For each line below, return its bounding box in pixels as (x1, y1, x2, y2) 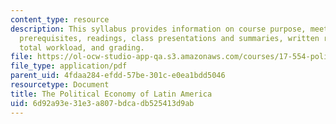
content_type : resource (10, 14, 110, 25)
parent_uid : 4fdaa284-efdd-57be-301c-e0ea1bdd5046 (10, 71, 226, 81)
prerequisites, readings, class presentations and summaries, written (19, 33, 320, 43)
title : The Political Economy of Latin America (10, 89, 213, 99)
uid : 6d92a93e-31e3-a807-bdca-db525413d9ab (10, 98, 195, 108)
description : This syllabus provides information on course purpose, (10, 24, 307, 34)
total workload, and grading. (19, 42, 145, 53)
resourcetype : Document (10, 80, 110, 90)
